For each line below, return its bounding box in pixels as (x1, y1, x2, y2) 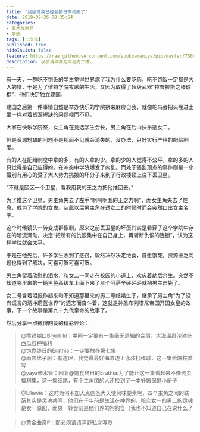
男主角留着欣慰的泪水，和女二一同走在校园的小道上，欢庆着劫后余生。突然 (6, 272, 189, 279)
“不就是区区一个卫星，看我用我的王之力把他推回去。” (6, 184, 134, 191)
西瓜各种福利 (20, 339, 52, 346)
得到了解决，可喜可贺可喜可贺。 (16, 259, 95, 266)
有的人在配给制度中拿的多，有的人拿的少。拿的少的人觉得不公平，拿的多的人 (6, 156, 194, 163)
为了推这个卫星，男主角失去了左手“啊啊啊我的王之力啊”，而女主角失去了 (6, 196, 183, 203)
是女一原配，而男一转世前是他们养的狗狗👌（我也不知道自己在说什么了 (20, 404, 193, 411)
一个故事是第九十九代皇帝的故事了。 (21, 306, 111, 313)
